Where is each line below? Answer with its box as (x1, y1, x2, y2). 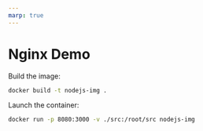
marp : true (8, 11, 44, 20)
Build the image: (8, 71, 61, 81)
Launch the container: (8, 100, 79, 110)
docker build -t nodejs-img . (8, 86, 108, 94)
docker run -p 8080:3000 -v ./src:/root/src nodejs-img (8, 115, 195, 124)
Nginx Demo (8, 45, 90, 63)
